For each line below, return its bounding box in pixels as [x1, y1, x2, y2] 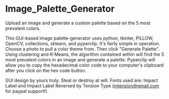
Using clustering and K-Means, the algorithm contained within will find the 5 [5, 51, 164, 57]
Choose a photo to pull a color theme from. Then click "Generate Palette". [5, 46, 160, 52]
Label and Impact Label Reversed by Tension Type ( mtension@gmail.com [5, 82, 159, 89]
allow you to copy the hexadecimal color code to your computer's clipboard [5, 62, 164, 68]
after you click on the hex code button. [5, 67, 87, 74]
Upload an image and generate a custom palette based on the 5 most [5, 20, 151, 26]
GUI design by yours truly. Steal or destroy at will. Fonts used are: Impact [5, 77, 158, 83]
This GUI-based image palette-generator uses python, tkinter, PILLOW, [5, 35, 154, 41]
